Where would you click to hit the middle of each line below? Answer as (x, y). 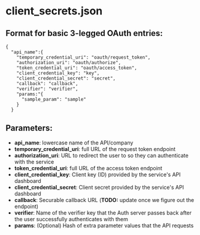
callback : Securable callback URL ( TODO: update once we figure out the (104, 200)
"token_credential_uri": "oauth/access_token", (77, 68)
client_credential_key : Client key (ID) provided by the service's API (97, 174)
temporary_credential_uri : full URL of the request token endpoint (95, 149)
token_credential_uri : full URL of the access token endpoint (88, 168)
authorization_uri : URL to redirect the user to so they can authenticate (101, 155)
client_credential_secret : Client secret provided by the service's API (99, 187)
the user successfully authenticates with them (71, 219)
